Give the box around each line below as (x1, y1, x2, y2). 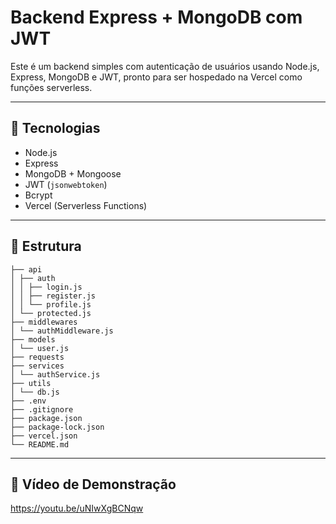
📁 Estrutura (10, 238, 82, 255)
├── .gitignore (10, 404, 74, 415)
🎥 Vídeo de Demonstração (10, 476, 177, 493)
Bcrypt (24, 189, 53, 201)
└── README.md (10, 439, 70, 450)
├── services (10, 361, 65, 371)
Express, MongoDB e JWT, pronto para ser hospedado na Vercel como (10, 71, 303, 83)
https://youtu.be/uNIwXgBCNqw (10, 502, 144, 515)
